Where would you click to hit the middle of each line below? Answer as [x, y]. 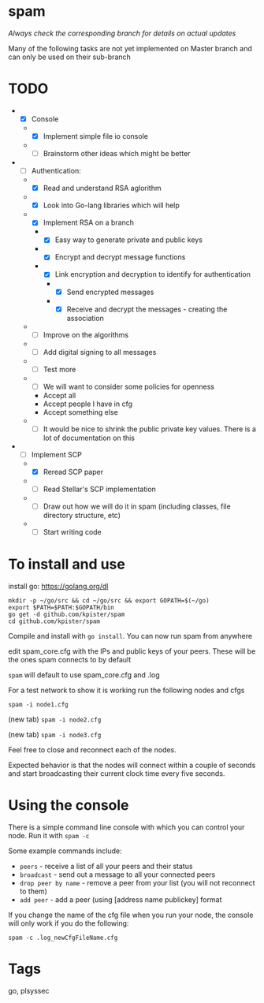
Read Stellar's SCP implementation [99, 489]
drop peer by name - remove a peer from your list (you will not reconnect [137, 883]
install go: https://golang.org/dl [58, 587]
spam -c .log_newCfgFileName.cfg [63, 938]
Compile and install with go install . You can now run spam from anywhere [130, 636]
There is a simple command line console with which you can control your [126, 827]
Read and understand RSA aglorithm [102, 188]
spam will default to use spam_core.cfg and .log [84, 675]
